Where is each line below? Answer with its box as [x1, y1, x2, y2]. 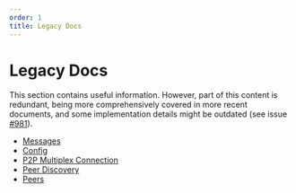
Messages [22, 136, 61, 146]
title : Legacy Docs [9, 22, 83, 31]
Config [22, 145, 48, 156]
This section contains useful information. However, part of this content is [9, 90, 278, 101]
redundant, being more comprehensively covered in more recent [9, 100, 248, 110]
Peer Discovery [22, 164, 80, 175]
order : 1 [9, 13, 42, 22]
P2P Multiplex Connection [22, 154, 118, 166]
